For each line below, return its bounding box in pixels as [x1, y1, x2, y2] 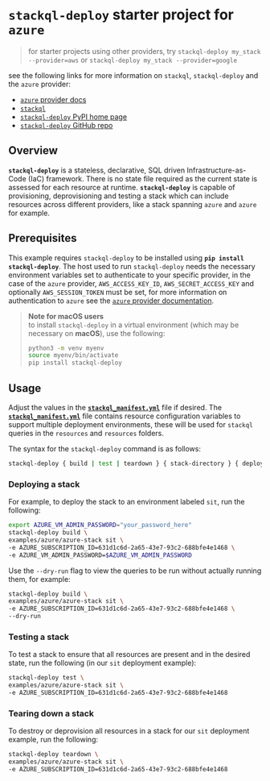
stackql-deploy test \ [8, 674, 84, 682]
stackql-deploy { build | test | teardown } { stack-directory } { [8, 459, 239, 467]
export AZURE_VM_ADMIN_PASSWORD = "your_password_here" [8, 521, 193, 530]
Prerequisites [8, 231, 77, 245]
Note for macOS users [27, 311, 104, 321]
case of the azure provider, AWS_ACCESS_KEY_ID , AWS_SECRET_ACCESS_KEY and [8, 278, 255, 288]
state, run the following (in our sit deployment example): [8, 658, 197, 668]
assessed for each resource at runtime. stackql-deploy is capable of [8, 182, 235, 192]
